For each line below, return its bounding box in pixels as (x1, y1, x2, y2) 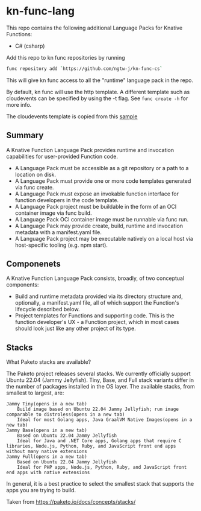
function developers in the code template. (14, 196, 119, 203)
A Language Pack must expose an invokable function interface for (14, 190, 179, 197)
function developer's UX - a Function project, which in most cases (14, 319, 179, 326)
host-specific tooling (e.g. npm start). (14, 241, 108, 249)
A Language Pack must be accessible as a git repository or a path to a (14, 164, 189, 171)
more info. (6, 101, 32, 108)
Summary (6, 130, 44, 141)
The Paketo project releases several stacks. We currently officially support (6, 370, 191, 378)
